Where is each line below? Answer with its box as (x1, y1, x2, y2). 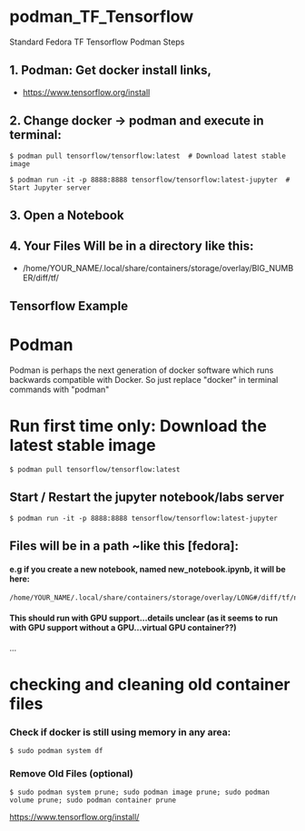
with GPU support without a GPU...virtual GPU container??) (9, 622, 238, 633)
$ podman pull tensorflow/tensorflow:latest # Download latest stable (9, 152, 286, 161)
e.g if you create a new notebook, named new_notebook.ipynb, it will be (9, 563, 286, 574)
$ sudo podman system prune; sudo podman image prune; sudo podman (9, 787, 271, 797)
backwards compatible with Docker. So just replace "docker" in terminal (9, 375, 279, 386)
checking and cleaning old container (9, 674, 290, 695)
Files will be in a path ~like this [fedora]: (9, 538, 239, 554)
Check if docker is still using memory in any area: (9, 726, 231, 738)
